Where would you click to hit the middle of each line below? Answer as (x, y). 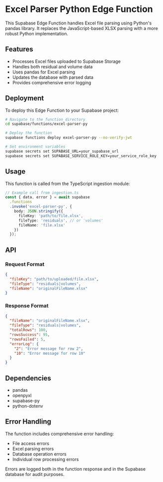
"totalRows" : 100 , (29, 330)
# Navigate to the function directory (45, 119)
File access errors (31, 443)
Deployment (25, 98)
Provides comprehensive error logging (52, 82)
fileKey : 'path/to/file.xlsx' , (51, 216)
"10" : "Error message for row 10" (50, 353)
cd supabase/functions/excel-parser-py (46, 124)
